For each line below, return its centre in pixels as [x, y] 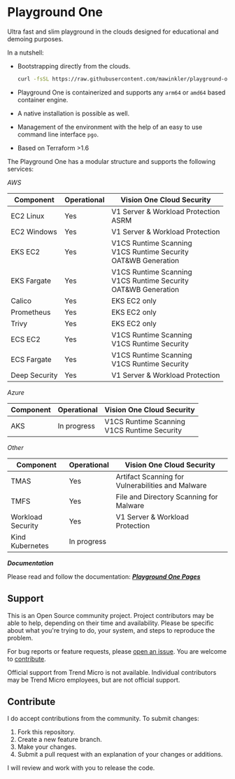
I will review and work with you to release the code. [81, 768]
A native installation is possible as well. [73, 113]
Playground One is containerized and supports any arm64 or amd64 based [121, 92]
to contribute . [27, 659]
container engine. [43, 99]
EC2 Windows [34, 232]
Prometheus [31, 312]
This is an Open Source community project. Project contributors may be [111, 615]
